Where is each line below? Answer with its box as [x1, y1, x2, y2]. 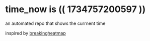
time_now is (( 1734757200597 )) [5, 4, 146, 15]
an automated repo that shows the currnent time [5, 20, 106, 26]
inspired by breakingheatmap [5, 30, 66, 36]
